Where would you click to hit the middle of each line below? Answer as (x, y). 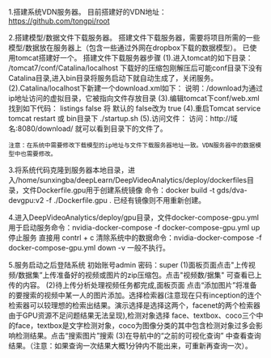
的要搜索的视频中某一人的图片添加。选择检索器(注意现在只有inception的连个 (135, 295)
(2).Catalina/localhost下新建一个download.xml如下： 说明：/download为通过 (136, 88)
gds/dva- (232, 190)
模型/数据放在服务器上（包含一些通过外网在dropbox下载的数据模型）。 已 (129, 48)
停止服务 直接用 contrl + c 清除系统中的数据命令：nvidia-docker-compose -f (135, 238)
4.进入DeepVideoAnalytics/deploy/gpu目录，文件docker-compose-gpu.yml (133, 217)
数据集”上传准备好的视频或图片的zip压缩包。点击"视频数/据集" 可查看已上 (140, 275)
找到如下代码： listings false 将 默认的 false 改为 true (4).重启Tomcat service (135, 108)
